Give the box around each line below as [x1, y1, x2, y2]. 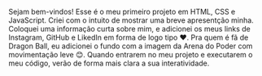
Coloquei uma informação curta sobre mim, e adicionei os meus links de [8, 24, 251, 33]
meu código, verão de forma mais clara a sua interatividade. [8, 58, 210, 68]
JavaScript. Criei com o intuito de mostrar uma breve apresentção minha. [8, 15, 254, 25]
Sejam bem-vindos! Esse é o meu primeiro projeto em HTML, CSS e [8, 7, 236, 16]
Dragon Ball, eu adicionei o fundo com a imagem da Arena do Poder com [8, 41, 253, 51]
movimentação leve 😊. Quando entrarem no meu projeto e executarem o [8, 50, 253, 59]
